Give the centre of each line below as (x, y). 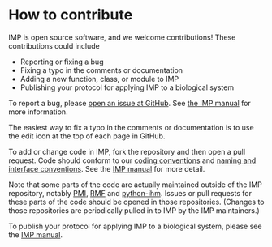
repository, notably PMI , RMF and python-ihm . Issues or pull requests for (130, 193)
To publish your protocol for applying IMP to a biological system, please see (135, 226)
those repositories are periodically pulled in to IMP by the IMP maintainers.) (134, 210)
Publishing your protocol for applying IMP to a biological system (127, 87)
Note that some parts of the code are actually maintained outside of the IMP (135, 185)
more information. (38, 112)
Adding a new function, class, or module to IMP (99, 79)
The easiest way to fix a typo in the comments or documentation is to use (131, 127)
